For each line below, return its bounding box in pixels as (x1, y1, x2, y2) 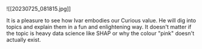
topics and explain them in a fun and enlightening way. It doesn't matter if (6, 24, 192, 30)
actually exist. (6, 36, 42, 43)
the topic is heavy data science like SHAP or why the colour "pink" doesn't (6, 30, 195, 37)
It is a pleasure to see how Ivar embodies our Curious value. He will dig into (6, 17, 196, 24)
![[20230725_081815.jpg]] (6, 5, 72, 12)
